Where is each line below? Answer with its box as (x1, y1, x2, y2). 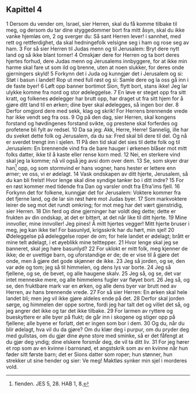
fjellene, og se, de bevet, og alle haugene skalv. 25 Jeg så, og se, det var (6, 270, 182, 277)
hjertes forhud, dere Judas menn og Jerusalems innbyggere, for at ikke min (6, 57, 188, 64)
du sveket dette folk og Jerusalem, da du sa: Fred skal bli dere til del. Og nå (6, 132, 187, 139)
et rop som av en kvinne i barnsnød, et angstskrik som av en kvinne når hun (6, 345, 188, 352)
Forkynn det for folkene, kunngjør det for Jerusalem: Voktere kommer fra (6, 189, 181, 196)
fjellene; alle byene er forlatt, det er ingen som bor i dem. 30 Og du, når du (6, 320, 185, 327)
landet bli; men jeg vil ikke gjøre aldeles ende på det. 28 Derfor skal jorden (6, 295, 185, 302)
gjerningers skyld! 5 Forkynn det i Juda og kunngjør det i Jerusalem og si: (6, 70, 183, 77)
